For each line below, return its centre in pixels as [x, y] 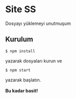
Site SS [21, 9]
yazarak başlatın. [23, 80]
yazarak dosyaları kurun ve [34, 61]
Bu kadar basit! [22, 90]
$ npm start [18, 70]
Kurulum [19, 39]
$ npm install [20, 51]
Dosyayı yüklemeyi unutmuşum [38, 23]
